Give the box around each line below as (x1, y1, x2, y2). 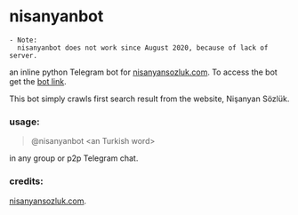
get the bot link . (9, 76, 67, 86)
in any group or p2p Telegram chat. (9, 153, 139, 163)
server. (9, 51, 38, 60)
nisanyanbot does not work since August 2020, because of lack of (17, 43, 269, 52)
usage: (9, 115, 40, 128)
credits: (9, 175, 44, 187)
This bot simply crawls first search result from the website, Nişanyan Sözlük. (9, 93, 290, 104)
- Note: (9, 36, 38, 44)
